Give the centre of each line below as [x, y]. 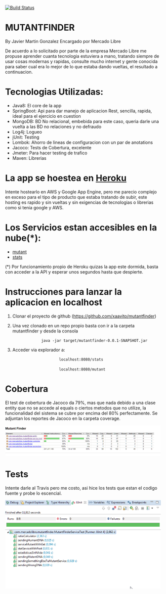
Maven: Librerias [29, 158]
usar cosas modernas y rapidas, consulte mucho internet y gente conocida [82, 61]
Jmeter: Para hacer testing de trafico [50, 153]
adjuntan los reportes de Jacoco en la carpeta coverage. [63, 418]
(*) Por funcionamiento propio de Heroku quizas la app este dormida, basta [82, 267]
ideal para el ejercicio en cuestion [47, 116]
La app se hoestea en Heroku [66, 178]
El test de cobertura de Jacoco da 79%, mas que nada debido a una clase [80, 403]
